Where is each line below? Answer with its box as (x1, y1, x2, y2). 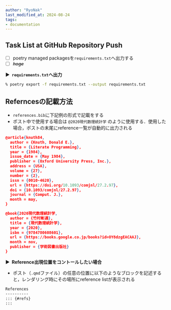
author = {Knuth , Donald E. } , (10, 139, 74, 145)
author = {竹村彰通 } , (10, 216, 53, 221)
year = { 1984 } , (10, 149, 43, 154)
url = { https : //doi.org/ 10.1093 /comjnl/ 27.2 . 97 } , (10, 182, 118, 188)
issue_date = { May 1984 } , (10, 154, 66, 159)
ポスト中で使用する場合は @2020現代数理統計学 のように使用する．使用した (12, 118, 166, 125)
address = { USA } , (10, 163, 47, 169)
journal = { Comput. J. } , (10, 192, 63, 197)
